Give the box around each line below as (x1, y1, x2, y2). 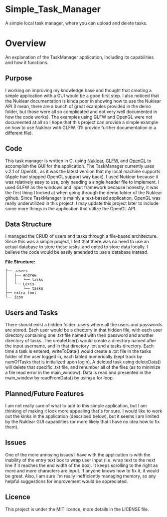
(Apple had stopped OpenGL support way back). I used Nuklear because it (5, 174, 159, 180)
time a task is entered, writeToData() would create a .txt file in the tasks (5, 348, 151, 354)
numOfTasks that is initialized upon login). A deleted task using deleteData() (5, 359, 161, 365)
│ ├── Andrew (5, 273, 37, 278)
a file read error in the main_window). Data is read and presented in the (5, 369, 151, 376)
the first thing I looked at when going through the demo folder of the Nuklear (5, 189, 163, 196)
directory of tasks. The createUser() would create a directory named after (5, 338, 157, 344)
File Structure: (5, 259, 36, 265)
